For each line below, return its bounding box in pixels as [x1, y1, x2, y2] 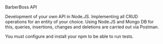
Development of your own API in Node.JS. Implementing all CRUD [5, 14, 138, 19]
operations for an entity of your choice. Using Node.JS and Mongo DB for [5, 19, 154, 24]
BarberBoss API [5, 4, 37, 10]
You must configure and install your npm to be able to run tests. [5, 34, 134, 39]
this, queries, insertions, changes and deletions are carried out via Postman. [5, 24, 159, 30]
